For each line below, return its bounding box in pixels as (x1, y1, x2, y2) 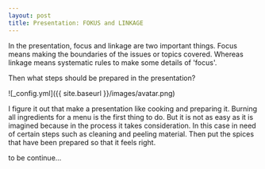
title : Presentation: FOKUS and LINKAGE (8, 19, 144, 27)
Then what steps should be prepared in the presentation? (8, 73, 196, 83)
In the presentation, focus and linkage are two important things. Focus (8, 40, 238, 50)
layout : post (8, 11, 52, 20)
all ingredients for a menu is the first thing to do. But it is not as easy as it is (8, 112, 254, 121)
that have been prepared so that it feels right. (8, 137, 156, 147)
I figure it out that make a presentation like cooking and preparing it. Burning (8, 104, 258, 113)
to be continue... (8, 152, 62, 163)
